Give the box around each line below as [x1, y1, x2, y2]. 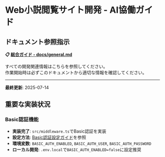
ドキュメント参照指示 [5, 38, 70, 46]
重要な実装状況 [5, 100, 51, 109]
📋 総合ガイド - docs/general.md [5, 52, 73, 57]
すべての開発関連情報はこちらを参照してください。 [5, 64, 108, 69]
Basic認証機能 [5, 116, 39, 123]
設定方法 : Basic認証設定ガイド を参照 [12, 134, 86, 140]
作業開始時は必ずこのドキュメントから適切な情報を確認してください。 [5, 69, 147, 75]
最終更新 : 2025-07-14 [5, 85, 49, 90]
